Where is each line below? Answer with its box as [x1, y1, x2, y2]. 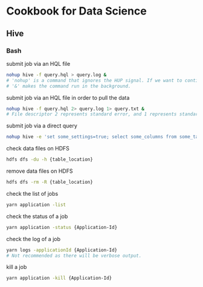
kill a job [6, 263, 27, 271]
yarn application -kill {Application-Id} [6, 275, 112, 282]
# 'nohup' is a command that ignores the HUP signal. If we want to [6, 77, 182, 83]
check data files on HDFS [6, 145, 69, 152]
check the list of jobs [6, 190, 59, 197]
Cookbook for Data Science [6, 4, 147, 18]
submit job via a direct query [6, 122, 77, 129]
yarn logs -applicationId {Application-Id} [6, 247, 118, 253]
